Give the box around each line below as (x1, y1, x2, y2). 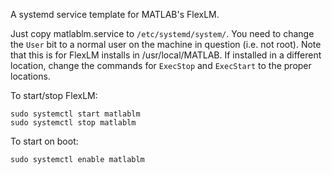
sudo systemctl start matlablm (10, 109, 141, 119)
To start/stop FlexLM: (10, 90, 98, 101)
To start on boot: (10, 135, 79, 147)
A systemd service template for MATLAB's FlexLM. (10, 9, 220, 20)
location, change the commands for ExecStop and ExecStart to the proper (10, 60, 312, 71)
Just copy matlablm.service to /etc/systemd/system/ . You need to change (10, 28, 315, 39)
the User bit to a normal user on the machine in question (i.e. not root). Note (10, 39, 322, 50)
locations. (10, 70, 51, 82)
